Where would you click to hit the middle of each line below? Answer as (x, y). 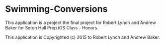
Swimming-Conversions (56, 9)
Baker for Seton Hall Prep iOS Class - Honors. (52, 27)
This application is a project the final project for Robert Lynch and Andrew (81, 22)
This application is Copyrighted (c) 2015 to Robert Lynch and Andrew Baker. (83, 37)
